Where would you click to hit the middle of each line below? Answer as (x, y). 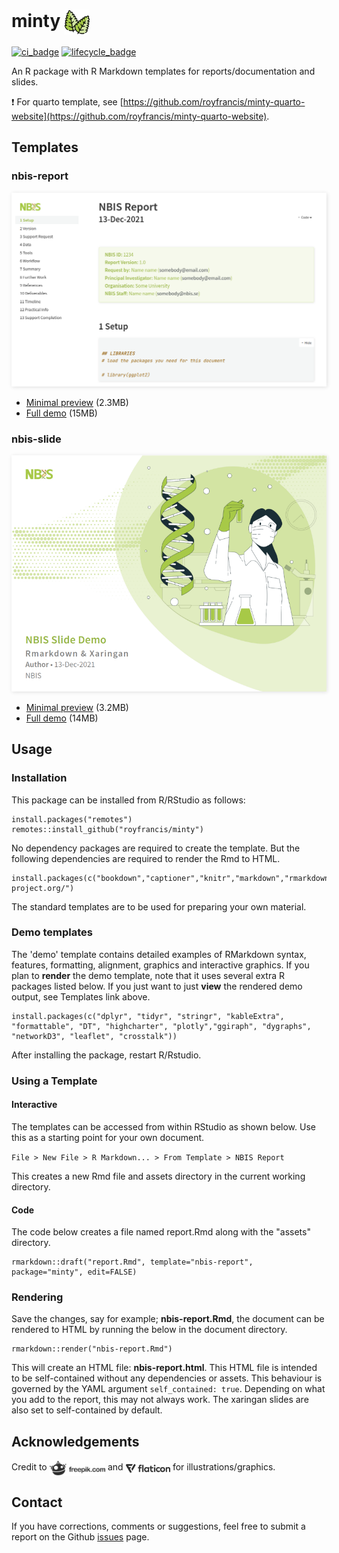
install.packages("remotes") (72, 819)
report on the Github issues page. (80, 1537)
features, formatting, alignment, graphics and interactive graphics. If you (160, 965)
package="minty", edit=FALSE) (74, 1272)
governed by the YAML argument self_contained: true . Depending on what (168, 1389)
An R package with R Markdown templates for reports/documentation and (163, 71)
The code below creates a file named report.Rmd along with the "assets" (161, 1232)
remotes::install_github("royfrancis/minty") (107, 829)
